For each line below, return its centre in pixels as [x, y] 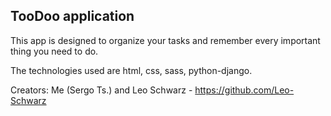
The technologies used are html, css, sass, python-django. [131, 70]
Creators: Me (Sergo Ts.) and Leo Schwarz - [101, 90]
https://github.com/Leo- [244, 90]
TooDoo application [72, 16]
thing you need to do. [54, 51]
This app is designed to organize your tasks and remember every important [165, 40]
